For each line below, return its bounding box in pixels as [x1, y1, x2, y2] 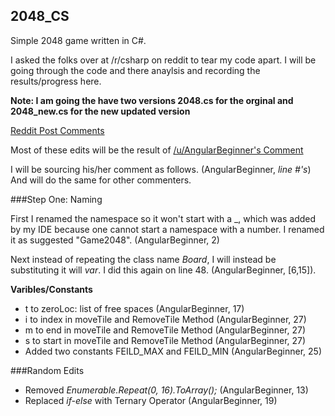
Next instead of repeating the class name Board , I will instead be [10, 253, 277, 265]
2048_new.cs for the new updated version [10, 105, 191, 117]
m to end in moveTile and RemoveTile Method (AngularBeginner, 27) [24, 324, 307, 336]
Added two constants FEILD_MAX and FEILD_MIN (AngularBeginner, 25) [24, 345, 323, 357]
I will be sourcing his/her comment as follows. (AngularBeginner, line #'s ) [10, 163, 312, 175]
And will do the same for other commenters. [10, 174, 192, 186]
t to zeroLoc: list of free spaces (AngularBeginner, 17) [24, 302, 245, 314]
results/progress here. [10, 75, 102, 87]
